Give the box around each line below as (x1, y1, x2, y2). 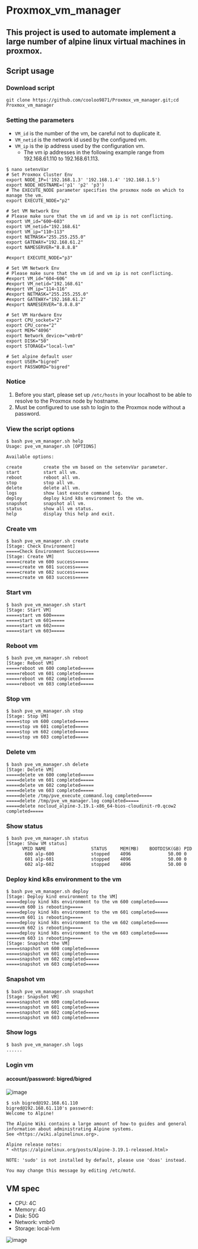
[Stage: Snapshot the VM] (6, 941, 70, 947)
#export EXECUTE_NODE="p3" (6, 255, 73, 261)
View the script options (6, 425, 75, 433)
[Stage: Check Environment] (6, 543, 76, 549)
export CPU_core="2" (6, 322, 58, 328)
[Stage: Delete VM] (6, 767, 55, 773)
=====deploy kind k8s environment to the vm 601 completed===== (6, 909, 168, 915)
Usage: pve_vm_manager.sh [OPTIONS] (6, 444, 97, 450)
